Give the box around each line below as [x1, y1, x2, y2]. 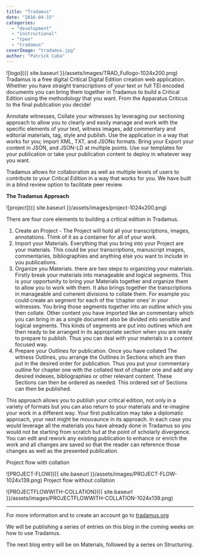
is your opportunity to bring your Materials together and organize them [14, 277, 189, 284]
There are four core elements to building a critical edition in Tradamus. [6, 215, 179, 223]
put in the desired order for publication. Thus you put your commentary [14, 359, 190, 367]
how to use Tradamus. [6, 529, 61, 536]
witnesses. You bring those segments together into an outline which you [14, 303, 192, 310]
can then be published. [14, 385, 71, 392]
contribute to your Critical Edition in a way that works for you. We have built [6, 174, 192, 181]
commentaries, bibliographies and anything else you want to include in [14, 252, 189, 259]
